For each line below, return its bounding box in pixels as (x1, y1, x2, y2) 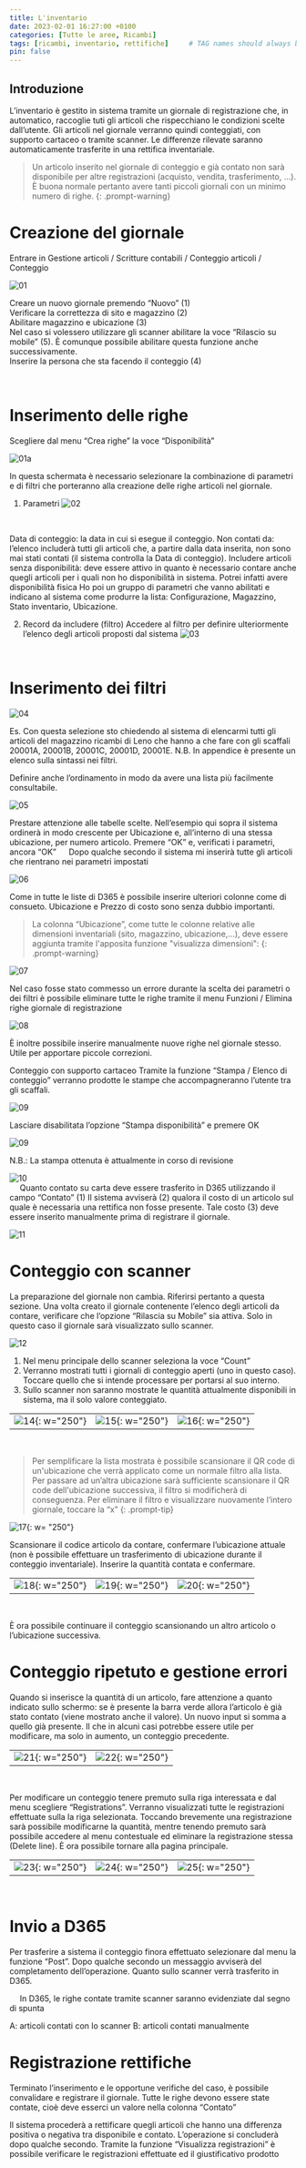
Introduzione (9, 81, 85, 97)
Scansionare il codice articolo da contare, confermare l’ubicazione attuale (9, 1539, 286, 1549)
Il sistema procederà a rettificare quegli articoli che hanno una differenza (9, 2119, 282, 2130)
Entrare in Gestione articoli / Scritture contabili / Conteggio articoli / (9, 252, 262, 263)
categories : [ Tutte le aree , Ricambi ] (9, 30, 157, 39)
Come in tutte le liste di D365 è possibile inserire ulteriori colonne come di (9, 891, 287, 902)
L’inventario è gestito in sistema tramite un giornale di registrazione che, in (9, 105, 289, 116)
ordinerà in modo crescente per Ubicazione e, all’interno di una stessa (9, 826, 273, 838)
